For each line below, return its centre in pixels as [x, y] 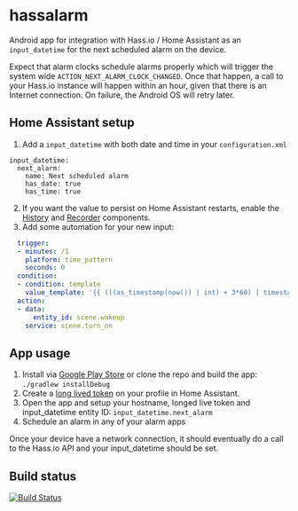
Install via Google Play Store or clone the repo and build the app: [140, 374]
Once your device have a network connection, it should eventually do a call [146, 439]
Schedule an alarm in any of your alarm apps [104, 421]
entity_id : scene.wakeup [78, 317]
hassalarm [49, 16]
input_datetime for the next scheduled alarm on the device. [118, 49]
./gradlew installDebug [66, 385]
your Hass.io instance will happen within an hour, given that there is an [138, 85]
